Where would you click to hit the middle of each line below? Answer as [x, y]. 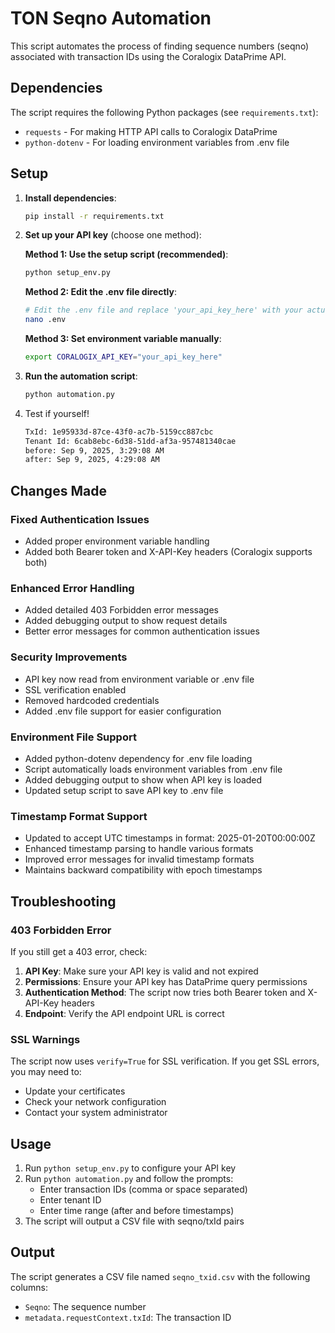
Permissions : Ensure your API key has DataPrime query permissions [166, 981]
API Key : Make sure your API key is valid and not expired [141, 971]
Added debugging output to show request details [126, 621]
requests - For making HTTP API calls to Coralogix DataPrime [151, 131]
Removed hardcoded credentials [92, 700]
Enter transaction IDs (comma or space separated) [143, 1189]
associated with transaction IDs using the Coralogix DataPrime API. [148, 56]
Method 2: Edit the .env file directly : [100, 292]
